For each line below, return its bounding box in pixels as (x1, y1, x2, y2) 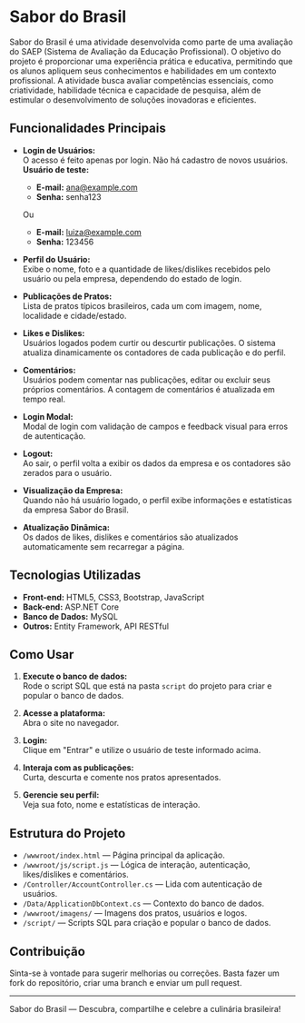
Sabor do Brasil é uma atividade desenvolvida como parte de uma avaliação (9, 36, 293, 47)
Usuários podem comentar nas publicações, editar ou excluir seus (22, 374, 271, 385)
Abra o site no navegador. (22, 718, 120, 729)
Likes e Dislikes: (22, 327, 85, 338)
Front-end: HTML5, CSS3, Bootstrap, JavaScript (22, 591, 205, 602)
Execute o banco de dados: (22, 670, 128, 682)
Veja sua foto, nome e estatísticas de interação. (22, 800, 201, 810)
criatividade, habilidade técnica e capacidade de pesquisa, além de (9, 84, 261, 95)
